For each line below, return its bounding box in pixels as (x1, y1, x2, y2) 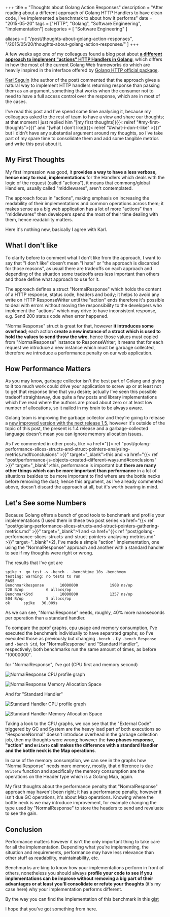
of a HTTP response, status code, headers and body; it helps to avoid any (5, 291, 160, 298)
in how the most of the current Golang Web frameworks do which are (5, 62, 150, 68)
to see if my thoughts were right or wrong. (5, 550, 94, 556)
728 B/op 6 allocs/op (5, 587, 72, 593)
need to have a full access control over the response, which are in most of (5, 93, 160, 99)
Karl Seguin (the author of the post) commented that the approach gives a (5, 77, 160, 83)
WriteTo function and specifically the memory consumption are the (5, 768, 145, 774)
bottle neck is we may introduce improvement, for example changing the (5, 800, 157, 806)
